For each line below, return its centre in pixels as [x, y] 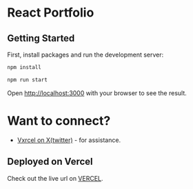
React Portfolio [51, 13]
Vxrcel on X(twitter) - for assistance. [69, 140]
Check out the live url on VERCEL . [55, 178]
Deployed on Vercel [50, 162]
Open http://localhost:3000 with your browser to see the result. [97, 93]
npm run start [28, 80]
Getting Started [41, 38]
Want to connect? [59, 120]
